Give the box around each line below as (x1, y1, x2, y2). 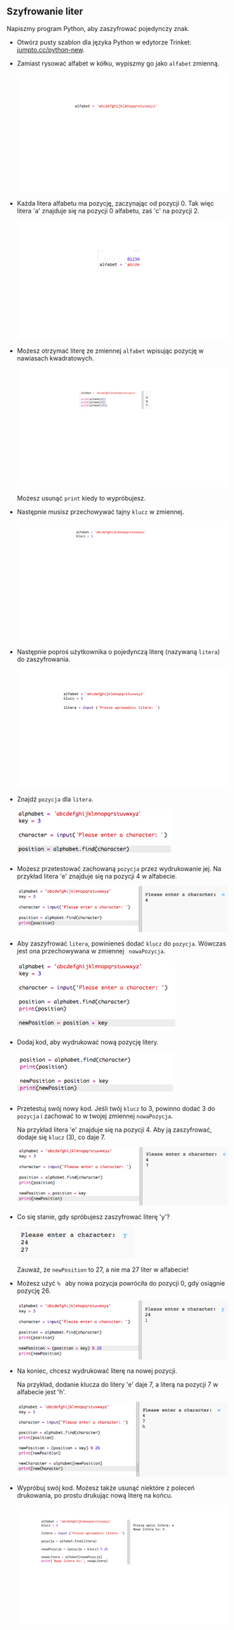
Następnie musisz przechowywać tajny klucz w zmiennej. (16, 508, 185, 516)
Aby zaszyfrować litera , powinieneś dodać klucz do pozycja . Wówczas (16, 939, 226, 948)
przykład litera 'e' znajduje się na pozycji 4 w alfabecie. (16, 872, 177, 881)
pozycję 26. (16, 1286, 51, 1295)
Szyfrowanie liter (6, 6, 84, 18)
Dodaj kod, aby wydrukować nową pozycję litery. (16, 1038, 159, 1046)
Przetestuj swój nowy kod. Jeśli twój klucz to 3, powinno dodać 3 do (16, 1105, 216, 1113)
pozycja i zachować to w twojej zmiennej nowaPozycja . (16, 1112, 174, 1120)
